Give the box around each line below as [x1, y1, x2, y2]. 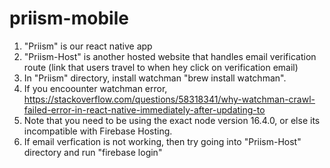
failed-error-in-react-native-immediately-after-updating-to [23, 103, 266, 116]
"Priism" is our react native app [23, 40, 153, 52]
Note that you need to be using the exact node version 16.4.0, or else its [23, 114, 321, 126]
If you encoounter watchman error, [23, 82, 168, 94]
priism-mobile [9, 7, 129, 30]
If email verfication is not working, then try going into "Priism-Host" [23, 135, 302, 147]
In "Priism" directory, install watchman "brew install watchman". [23, 72, 287, 84]
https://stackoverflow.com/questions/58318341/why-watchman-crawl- [23, 93, 316, 105]
